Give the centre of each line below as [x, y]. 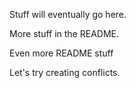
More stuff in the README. [64, 33]
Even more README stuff [61, 53]
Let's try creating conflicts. [65, 72]
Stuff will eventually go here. [68, 14]
